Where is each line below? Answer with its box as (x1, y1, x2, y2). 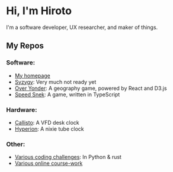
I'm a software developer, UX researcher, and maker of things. (6, 24, 158, 31)
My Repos (6, 41, 44, 51)
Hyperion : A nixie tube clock (14, 125, 84, 132)
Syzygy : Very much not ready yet (14, 78, 97, 85)
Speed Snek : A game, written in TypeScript (14, 90, 120, 98)
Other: (6, 140, 25, 148)
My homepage (14, 72, 50, 79)
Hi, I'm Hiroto (6, 4, 72, 18)
